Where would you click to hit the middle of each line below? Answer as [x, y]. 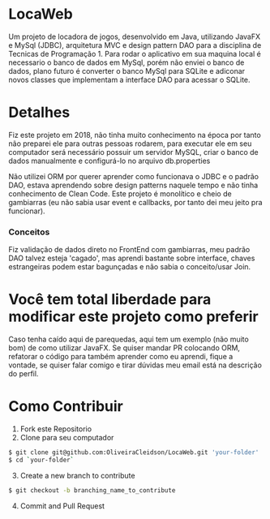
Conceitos [29, 232]
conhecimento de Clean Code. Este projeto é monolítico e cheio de [120, 193]
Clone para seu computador [67, 438]
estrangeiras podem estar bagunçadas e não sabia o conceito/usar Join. [130, 267]
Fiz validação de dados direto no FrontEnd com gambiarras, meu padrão [129, 250]
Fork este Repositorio [56, 429]
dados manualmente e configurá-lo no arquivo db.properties [109, 161]
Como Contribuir [66, 407]
